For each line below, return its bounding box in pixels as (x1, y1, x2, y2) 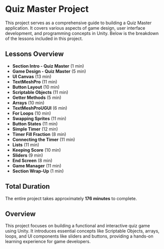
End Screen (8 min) (12, 157, 53, 164)
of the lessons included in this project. (5, 36, 83, 41)
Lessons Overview (5, 50, 64, 58)
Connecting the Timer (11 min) (12, 136, 75, 142)
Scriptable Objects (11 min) (12, 89, 68, 95)
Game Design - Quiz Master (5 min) (12, 68, 86, 74)
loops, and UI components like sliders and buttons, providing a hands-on (5, 233, 154, 239)
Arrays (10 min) (12, 100, 45, 106)
